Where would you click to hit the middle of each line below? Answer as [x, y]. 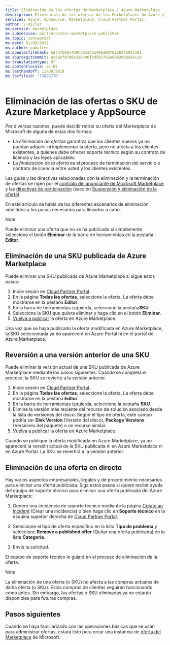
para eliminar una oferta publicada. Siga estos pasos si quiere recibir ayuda [84, 485]
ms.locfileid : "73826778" [32, 76]
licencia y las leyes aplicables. [44, 157]
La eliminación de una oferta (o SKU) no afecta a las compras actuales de [82, 582]
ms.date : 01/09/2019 [27, 43]
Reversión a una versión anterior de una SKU [77, 355]
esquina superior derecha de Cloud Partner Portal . [65, 517]
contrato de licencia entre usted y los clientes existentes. [72, 168]
